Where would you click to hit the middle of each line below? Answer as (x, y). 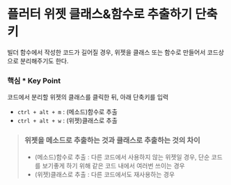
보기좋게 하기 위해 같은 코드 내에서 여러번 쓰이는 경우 (114, 166)
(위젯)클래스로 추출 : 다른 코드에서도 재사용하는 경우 (105, 174)
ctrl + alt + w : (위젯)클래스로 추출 (67, 121)
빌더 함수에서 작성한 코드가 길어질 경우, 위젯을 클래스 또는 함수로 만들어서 (106, 52)
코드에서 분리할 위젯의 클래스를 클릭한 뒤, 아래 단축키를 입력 (88, 97)
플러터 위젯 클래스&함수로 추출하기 (100, 14)
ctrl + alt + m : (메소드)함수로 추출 (67, 112)
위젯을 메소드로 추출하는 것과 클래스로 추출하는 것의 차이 (112, 140)
